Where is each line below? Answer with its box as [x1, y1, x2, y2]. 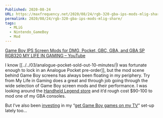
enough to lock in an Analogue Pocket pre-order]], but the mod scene [5, 67, 145, 73]
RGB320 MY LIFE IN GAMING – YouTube [5, 52, 86, 58]
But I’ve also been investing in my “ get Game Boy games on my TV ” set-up [5, 102, 154, 108]
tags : [5, 20, 16, 26]
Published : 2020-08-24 [5, 7, 51, 12]
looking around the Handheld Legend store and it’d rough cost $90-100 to [5, 88, 153, 94]
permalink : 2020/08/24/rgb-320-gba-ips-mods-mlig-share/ [5, 16, 123, 21]
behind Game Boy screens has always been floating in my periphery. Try [5, 72, 150, 78]
